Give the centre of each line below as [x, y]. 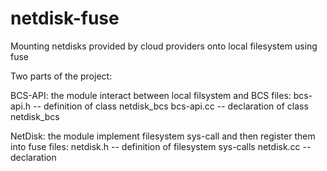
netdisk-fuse [65, 18]
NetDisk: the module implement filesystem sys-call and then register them [163, 136]
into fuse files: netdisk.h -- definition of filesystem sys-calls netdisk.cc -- [161, 146]
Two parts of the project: [61, 76]
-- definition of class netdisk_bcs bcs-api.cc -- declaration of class [171, 106]
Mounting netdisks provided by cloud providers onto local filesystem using [164, 46]
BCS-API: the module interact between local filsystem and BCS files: [151, 95]
